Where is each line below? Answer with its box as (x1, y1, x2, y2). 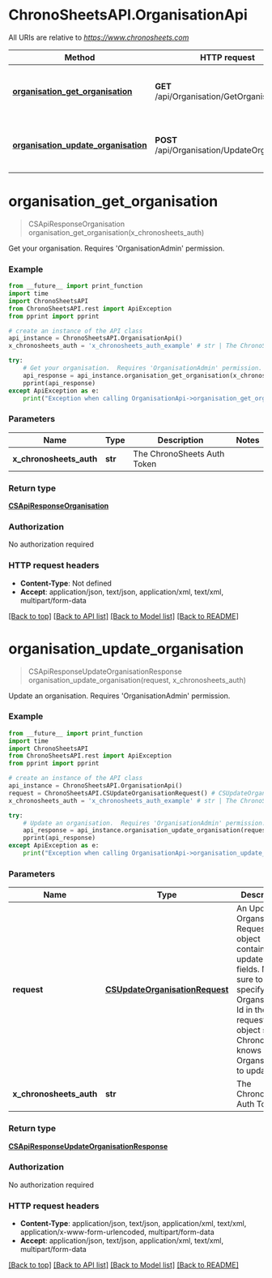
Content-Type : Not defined (19, 578, 112, 588)
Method (64, 51, 96, 62)
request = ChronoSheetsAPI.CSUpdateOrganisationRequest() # (8, 789, 216, 797)
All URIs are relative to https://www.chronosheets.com (8, 32, 189, 42)
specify (236, 984, 266, 995)
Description (157, 434, 204, 445)
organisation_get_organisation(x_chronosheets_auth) (28, 227, 205, 237)
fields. (236, 963, 261, 975)
